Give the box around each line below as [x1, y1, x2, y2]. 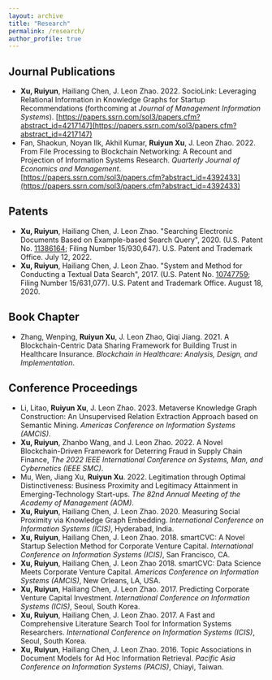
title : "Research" [8, 19, 71, 28]
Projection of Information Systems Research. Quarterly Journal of [19, 155, 240, 165]
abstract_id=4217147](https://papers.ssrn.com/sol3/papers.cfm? [19, 121, 237, 131]
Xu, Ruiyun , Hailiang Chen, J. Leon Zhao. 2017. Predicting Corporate [19, 584, 250, 594]
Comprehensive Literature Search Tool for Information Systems [19, 618, 232, 628]
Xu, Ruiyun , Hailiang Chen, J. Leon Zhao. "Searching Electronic [19, 226, 234, 236]
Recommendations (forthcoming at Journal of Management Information [19, 103, 261, 114]
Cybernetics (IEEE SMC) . [19, 463, 104, 473]
